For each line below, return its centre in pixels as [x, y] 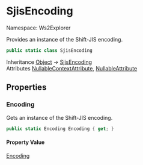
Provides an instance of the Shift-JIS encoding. [65, 39]
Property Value [26, 142]
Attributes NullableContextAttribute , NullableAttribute [72, 68]
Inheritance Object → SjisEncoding [49, 62]
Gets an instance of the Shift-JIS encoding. [59, 117]
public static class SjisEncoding [50, 50]
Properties [26, 88]
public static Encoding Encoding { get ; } [60, 129]
